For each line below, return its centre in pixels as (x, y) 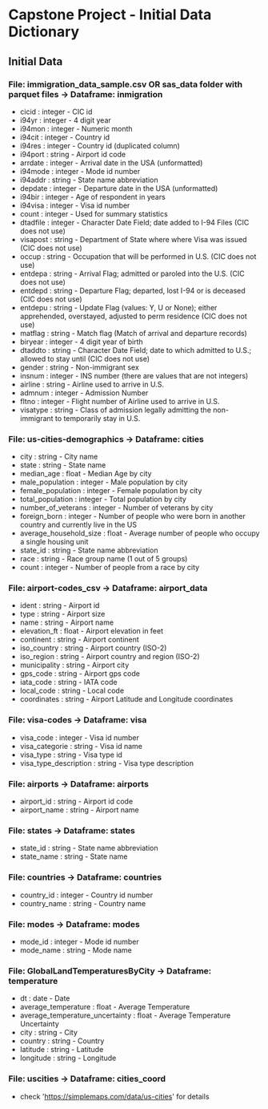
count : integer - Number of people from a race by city (110, 568)
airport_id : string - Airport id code (76, 801)
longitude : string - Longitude (68, 1058)
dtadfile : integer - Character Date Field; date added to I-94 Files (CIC (134, 222)
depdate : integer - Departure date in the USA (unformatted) (119, 188)
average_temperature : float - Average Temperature (105, 1007)
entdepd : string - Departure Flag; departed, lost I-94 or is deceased (132, 290)
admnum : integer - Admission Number (84, 393)
